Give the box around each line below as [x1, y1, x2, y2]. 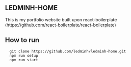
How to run [5, 36, 40, 44]
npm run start [9, 57, 38, 62]
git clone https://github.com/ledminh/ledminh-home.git [9, 49, 126, 54]
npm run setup [9, 53, 38, 58]
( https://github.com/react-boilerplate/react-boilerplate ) [5, 22, 116, 28]
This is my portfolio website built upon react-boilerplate [5, 17, 117, 22]
